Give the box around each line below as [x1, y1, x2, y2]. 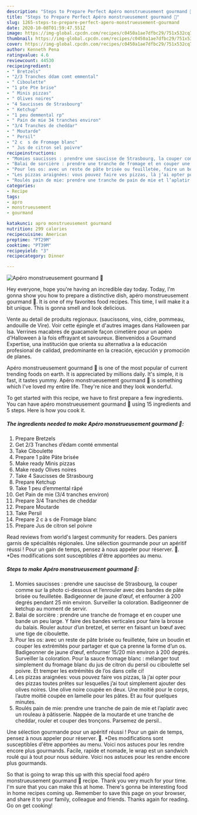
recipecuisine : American [6, 231, 67, 237]
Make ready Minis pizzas [15, 460, 75, 467]
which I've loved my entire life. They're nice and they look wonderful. [6, 383, 173, 390]
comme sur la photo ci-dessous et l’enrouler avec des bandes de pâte [15, 587, 184, 594]
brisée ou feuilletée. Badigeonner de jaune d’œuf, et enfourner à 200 [15, 593, 181, 600]
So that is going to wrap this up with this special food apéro [6, 771, 150, 778]
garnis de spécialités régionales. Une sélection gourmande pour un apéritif [6, 540, 187, 547]
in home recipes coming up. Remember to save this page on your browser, [6, 790, 186, 797]
